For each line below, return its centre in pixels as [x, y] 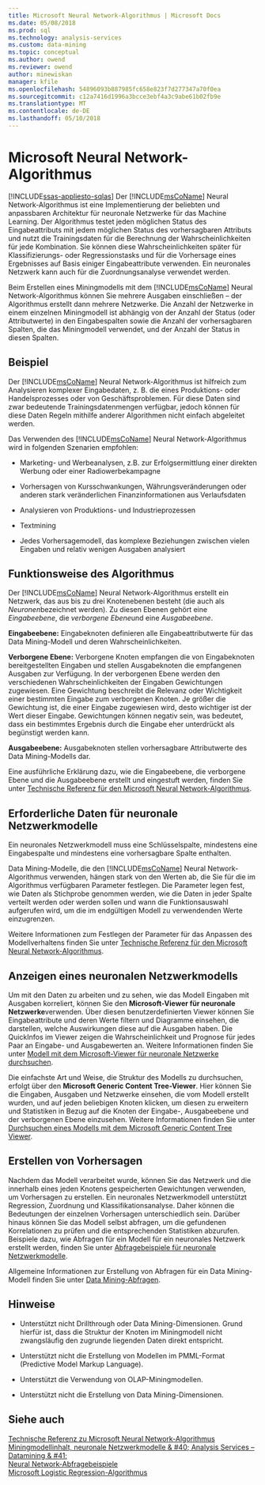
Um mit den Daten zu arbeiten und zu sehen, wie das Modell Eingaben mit [129, 995]
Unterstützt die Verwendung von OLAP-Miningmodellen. [111, 1379]
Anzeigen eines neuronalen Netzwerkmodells [123, 976]
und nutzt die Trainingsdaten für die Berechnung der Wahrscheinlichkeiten [130, 238]
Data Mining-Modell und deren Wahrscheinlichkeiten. [95, 642]
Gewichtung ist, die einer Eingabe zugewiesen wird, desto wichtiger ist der [130, 708]
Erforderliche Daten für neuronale [93, 813]
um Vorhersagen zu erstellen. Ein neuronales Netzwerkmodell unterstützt [128, 1197]
